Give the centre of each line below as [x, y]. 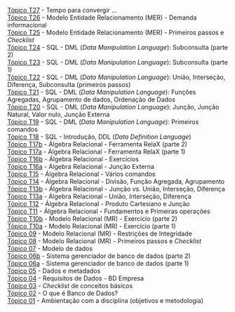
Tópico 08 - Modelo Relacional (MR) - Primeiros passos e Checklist [105, 241]
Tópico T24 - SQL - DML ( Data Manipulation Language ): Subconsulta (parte [117, 47]
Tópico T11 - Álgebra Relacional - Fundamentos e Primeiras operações [109, 211]
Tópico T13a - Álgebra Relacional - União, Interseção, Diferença [99, 196]
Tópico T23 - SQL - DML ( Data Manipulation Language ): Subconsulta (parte [117, 62]
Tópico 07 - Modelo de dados [50, 249]
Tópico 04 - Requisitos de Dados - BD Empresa [76, 278]
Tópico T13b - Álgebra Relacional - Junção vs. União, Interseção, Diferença [116, 189]
